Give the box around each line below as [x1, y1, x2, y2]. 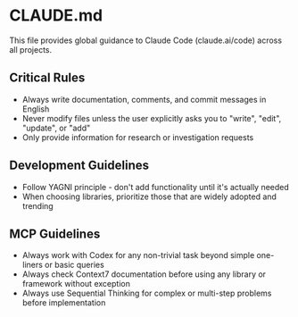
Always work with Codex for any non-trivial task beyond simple [21, 250, 255, 261]
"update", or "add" [21, 122, 91, 133]
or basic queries [44, 260, 104, 271]
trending [21, 200, 54, 211]
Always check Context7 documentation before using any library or [21, 269, 266, 279]
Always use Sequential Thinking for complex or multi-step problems [21, 288, 272, 299]
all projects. [9, 44, 53, 54]
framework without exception [21, 279, 131, 289]
